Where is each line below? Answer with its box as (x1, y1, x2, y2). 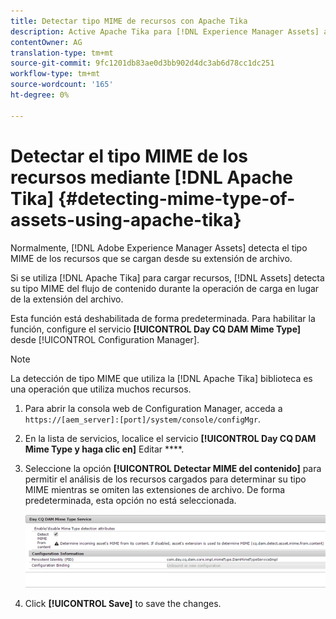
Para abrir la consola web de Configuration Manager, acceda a (24, 402, 283, 414)
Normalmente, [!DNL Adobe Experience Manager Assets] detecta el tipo (10, 241, 308, 254)
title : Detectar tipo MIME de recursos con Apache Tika (10, 16, 248, 26)
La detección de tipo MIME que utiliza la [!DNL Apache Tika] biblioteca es (10, 372, 313, 384)
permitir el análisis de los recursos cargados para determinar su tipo (24, 473, 307, 485)
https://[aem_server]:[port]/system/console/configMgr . (24, 413, 262, 425)
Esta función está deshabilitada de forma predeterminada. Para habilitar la (10, 312, 316, 324)
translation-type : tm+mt (10, 48, 114, 58)
